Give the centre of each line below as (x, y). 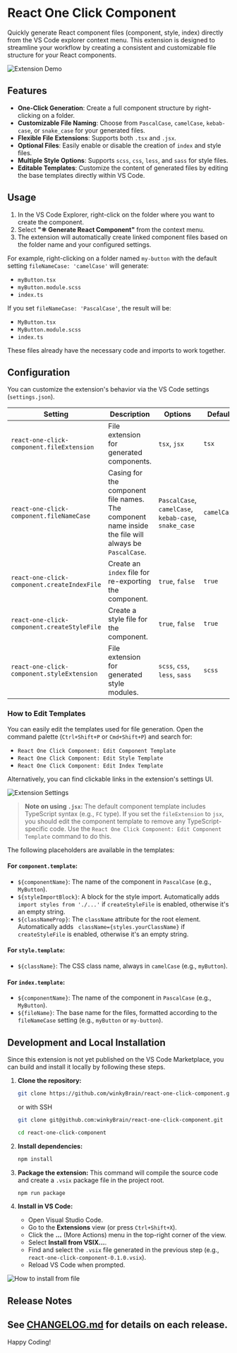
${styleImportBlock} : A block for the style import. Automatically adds (119, 897)
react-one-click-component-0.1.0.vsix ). (87, 1258)
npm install (35, 1159)
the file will (126, 535)
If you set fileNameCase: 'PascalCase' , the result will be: (89, 308)
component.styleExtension (54, 674)
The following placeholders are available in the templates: (91, 850)
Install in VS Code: (45, 1206)
